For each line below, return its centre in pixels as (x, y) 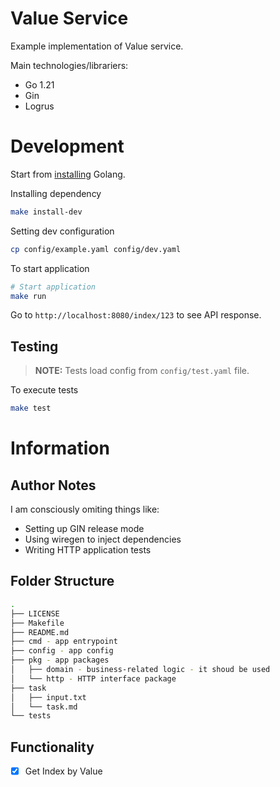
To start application (50, 268)
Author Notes (53, 485)
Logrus (39, 106)
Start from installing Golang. (68, 174)
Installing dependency (56, 193)
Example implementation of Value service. (97, 46)
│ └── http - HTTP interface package (93, 678)
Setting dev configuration (62, 231)
